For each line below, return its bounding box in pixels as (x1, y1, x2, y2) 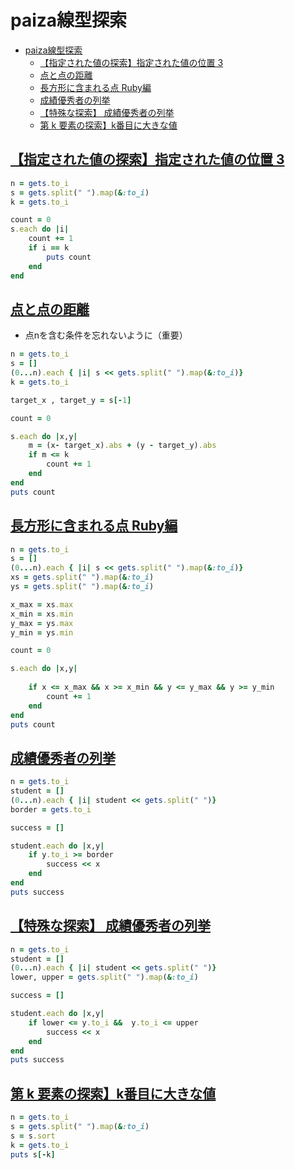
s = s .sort (10, 1131, 56, 1141)
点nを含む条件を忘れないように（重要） (24, 329, 188, 341)
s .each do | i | (10, 224, 70, 235)
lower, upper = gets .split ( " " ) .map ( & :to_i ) (10, 972, 199, 983)
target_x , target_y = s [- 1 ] (10, 395, 132, 405)
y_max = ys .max (10, 618, 74, 628)
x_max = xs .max (10, 599, 74, 610)
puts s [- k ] (10, 1149, 56, 1160)
